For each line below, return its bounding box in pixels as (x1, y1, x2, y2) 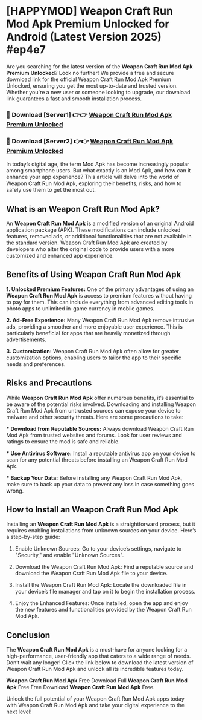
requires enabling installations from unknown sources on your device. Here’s (6, 527, 197, 534)
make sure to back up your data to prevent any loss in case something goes (6, 480, 195, 488)
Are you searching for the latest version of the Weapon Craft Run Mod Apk (6, 62, 193, 70)
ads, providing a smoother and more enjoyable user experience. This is (6, 322, 183, 330)
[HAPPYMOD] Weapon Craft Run (6, 4, 174, 18)
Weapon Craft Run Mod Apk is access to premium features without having (6, 292, 192, 299)
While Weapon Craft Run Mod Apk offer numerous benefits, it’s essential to (6, 394, 194, 401)
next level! (6, 708, 32, 715)
